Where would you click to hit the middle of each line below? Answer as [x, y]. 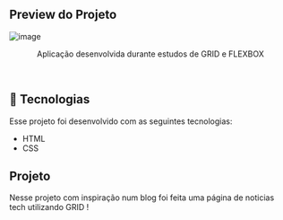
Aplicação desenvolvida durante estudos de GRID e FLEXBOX [150, 54]
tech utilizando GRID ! [49, 207]
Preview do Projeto [63, 15]
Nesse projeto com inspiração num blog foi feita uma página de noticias [142, 198]
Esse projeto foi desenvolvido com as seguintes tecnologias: [121, 121]
